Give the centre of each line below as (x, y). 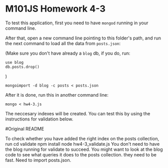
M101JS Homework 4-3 (55, 9)
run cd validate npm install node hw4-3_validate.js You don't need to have (82, 144)
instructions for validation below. (39, 119)
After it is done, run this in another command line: (57, 95)
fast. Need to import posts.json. (38, 160)
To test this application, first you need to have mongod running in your (77, 23)
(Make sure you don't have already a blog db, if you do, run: (68, 53)
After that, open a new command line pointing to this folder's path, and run (83, 38)
